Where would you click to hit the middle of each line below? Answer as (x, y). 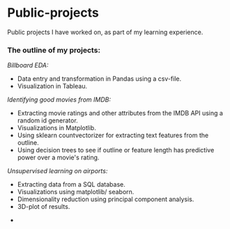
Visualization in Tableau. (52, 86)
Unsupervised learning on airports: (58, 171)
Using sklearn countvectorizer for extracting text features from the (113, 135)
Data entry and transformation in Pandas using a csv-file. (99, 79)
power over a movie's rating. (58, 157)
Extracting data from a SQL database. (71, 184)
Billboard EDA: (28, 65)
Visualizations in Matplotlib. (56, 128)
